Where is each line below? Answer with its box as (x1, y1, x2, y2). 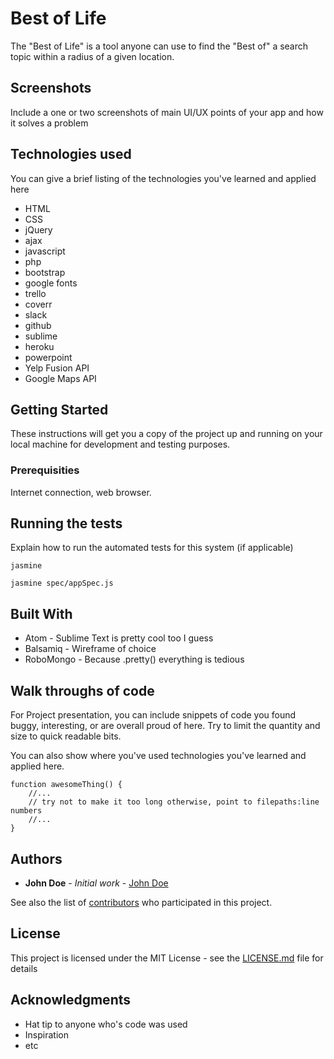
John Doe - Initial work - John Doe (24, 877, 169, 889)
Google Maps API (24, 372, 97, 384)
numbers (10, 806, 43, 816)
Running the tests (10, 515, 123, 532)
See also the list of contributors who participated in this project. (10, 896, 273, 908)
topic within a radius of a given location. (10, 50, 175, 62)
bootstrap (24, 266, 66, 278)
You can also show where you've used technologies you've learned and (10, 750, 307, 762)
